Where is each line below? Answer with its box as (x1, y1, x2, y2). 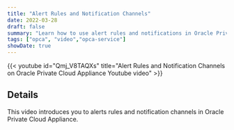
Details (7, 89, 38, 101)
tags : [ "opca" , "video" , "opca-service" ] (7, 36, 127, 43)
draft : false (7, 23, 45, 30)
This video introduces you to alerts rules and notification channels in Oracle (7, 107, 224, 115)
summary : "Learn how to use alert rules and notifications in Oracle (7, 29, 214, 37)
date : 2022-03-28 (7, 17, 58, 24)
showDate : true (7, 42, 52, 49)
